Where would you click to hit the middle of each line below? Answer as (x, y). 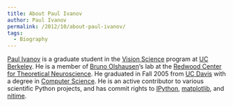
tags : (15, 33)
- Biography (31, 39)
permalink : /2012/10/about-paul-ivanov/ (67, 26)
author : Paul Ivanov (37, 20)
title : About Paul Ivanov (45, 14)
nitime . (17, 96)
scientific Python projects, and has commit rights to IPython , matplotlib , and (116, 89)
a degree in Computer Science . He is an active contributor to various (105, 81)
